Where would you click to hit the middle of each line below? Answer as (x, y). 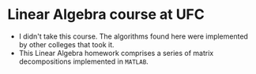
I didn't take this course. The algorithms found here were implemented (133, 36)
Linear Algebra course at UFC (106, 15)
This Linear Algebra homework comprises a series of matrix (116, 53)
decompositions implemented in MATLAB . (84, 61)
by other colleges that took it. (67, 44)
